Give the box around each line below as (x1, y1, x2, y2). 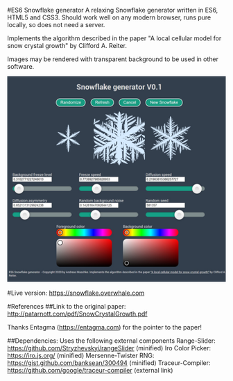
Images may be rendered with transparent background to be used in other (7, 55, 218, 63)
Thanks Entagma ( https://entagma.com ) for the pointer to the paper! (7, 323, 202, 331)
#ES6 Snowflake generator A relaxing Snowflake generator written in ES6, (7, 6, 218, 14)
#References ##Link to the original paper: (7, 302, 126, 310)
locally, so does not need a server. (7, 21, 105, 29)
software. (7, 63, 35, 70)
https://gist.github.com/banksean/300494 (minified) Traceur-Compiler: (7, 358, 211, 367)
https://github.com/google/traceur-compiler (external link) (7, 366, 173, 374)
